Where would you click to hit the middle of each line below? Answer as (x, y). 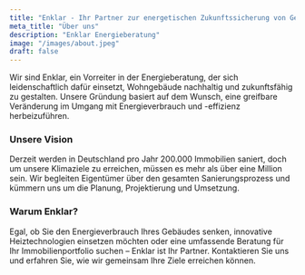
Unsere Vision (41, 140)
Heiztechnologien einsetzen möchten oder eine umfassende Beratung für (147, 241)
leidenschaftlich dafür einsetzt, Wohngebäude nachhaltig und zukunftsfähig (151, 87)
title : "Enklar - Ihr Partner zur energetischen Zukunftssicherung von (148, 18)
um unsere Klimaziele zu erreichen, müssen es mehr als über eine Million (146, 169)
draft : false (34, 52)
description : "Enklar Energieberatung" (85, 34)
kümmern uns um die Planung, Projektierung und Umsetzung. (125, 188)
